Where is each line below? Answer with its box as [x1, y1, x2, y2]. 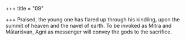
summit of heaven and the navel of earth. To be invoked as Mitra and [5, 23, 172, 29]
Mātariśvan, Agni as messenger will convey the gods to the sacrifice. [5, 28, 173, 35]
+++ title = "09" [5, 5, 44, 12]
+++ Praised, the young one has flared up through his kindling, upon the [5, 16, 180, 23]
